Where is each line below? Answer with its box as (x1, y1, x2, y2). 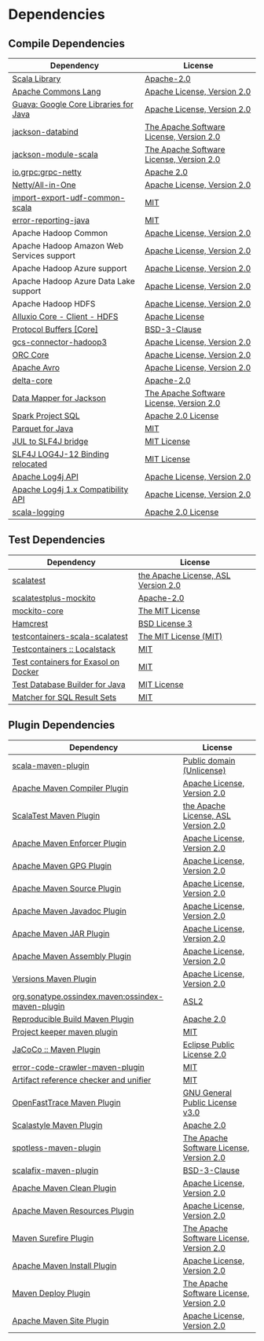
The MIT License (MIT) (137, 630, 223, 641)
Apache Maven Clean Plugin (12, 1182, 116, 1193)
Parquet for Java (12, 423, 74, 434)
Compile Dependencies (8, 37, 126, 50)
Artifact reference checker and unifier (12, 1075, 152, 1086)
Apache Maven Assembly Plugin (12, 950, 132, 961)
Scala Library (12, 73, 61, 84)
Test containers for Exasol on (12, 656, 120, 667)
